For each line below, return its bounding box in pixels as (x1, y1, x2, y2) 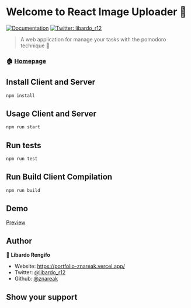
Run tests (6, 140, 41, 150)
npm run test (6, 156, 38, 162)
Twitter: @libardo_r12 (14, 269, 66, 276)
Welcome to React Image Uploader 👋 (6, 5, 187, 19)
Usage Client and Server (6, 108, 97, 118)
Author (6, 236, 32, 246)
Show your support (6, 292, 78, 302)
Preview (6, 219, 26, 226)
